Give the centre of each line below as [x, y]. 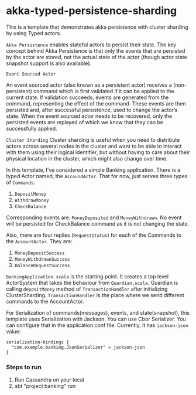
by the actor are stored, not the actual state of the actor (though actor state [97, 57]
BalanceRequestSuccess [42, 265]
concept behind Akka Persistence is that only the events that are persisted [96, 50]
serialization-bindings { [37, 342]
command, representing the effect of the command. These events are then [96, 103]
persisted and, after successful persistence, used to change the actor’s [92, 110]
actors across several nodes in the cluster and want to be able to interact [94, 146]
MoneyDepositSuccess [39, 253]
